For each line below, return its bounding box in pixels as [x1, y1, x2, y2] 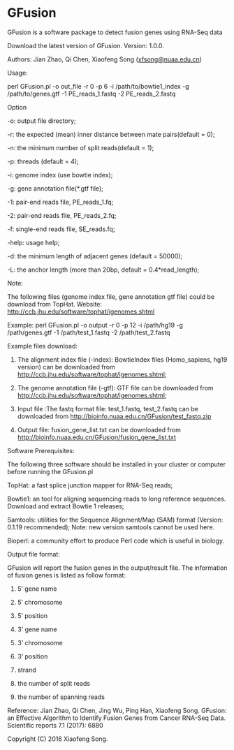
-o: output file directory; [7, 117, 77, 125]
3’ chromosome [17, 638, 63, 647]
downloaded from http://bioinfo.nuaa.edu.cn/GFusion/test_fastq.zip [17, 412, 212, 420]
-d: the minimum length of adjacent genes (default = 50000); [7, 251, 183, 260]
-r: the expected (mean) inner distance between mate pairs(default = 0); [7, 130, 215, 138]
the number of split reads [17, 679, 91, 687]
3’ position [17, 652, 48, 661]
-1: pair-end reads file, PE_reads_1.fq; [7, 198, 114, 206]
